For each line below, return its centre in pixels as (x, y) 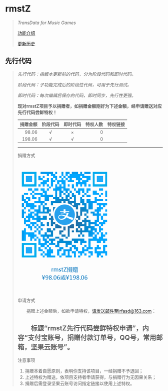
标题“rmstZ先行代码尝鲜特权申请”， (86, 329)
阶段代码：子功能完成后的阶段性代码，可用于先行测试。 (74, 85)
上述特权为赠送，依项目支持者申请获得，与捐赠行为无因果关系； (90, 377)
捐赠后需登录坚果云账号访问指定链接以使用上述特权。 (80, 383)
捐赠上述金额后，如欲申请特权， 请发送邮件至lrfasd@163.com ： (91, 311)
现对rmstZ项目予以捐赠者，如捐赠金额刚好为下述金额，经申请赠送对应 (89, 106)
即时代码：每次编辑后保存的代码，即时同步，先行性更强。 (76, 95)
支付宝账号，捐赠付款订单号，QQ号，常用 (92, 338)
